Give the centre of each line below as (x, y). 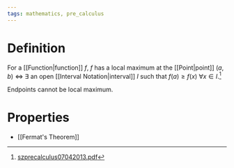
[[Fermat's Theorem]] (48, 137)
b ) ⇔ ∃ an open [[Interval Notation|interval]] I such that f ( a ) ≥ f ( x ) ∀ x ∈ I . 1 (114, 75)
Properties (38, 117)
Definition (37, 48)
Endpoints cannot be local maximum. (60, 90)
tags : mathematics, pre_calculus (56, 14)
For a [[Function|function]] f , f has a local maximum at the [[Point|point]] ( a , (116, 68)
